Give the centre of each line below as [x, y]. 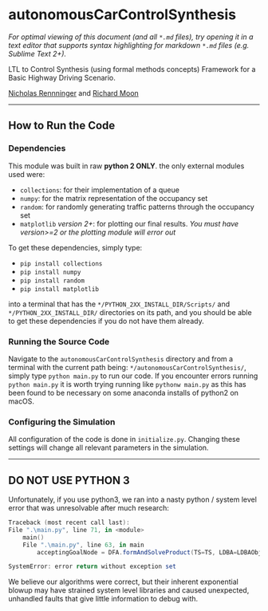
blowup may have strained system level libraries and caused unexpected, [129, 590]
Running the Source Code [59, 341]
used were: [27, 174]
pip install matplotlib [59, 289]
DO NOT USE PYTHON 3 [69, 480]
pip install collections [61, 264]
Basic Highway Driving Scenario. [62, 77]
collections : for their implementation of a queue [99, 190]
